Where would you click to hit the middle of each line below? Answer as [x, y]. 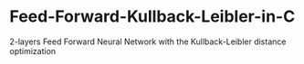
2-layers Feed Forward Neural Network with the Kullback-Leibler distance [148, 41]
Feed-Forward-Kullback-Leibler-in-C [152, 17]
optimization [33, 50]
